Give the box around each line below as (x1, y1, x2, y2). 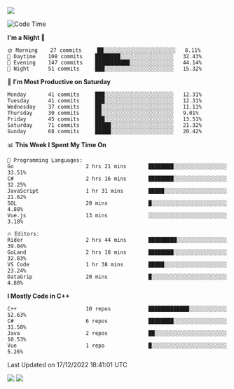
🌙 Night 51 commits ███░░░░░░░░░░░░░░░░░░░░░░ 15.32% (7, 65, 202, 72)
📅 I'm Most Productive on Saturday (7, 78, 111, 86)
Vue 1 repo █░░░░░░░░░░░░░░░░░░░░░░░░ (7, 342, 228, 349)
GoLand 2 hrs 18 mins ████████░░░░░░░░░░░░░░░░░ (7, 249, 228, 256)
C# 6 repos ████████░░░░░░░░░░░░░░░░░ (7, 318, 228, 325)
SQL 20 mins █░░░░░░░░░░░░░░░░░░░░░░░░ (7, 200, 228, 207)
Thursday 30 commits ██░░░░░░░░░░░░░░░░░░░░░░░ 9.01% (7, 109, 199, 116)
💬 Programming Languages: (7, 157, 83, 164)
